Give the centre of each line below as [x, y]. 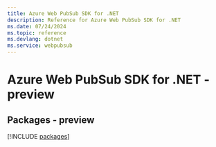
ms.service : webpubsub [40, 46]
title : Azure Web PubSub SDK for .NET [63, 13]
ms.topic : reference [37, 33]
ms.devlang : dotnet [35, 39]
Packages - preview [51, 120]
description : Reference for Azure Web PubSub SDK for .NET [94, 20]
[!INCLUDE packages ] [38, 136]
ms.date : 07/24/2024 [37, 26]
